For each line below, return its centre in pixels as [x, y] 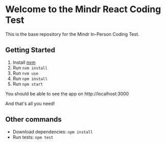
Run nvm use [25, 73]
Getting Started [30, 50]
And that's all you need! [30, 103]
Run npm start [28, 84]
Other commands [34, 119]
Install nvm [24, 62]
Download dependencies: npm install [53, 132]
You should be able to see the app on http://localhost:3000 [67, 94]
